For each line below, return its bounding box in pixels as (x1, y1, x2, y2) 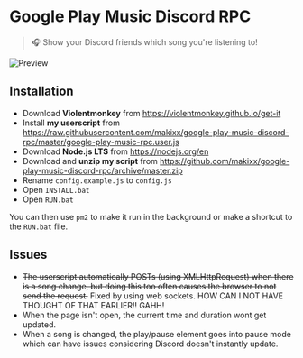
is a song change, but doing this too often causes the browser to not (22, 280, 277, 291)
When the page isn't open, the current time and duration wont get (22, 309, 267, 320)
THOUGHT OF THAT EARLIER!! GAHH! (22, 299, 165, 310)
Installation (9, 84, 74, 99)
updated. (22, 318, 57, 330)
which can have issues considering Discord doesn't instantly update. (22, 338, 279, 349)
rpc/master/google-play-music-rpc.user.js (22, 136, 180, 147)
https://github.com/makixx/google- (159, 155, 290, 166)
